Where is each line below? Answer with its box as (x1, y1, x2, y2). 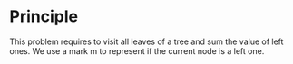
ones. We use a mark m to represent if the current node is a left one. (9, 45, 265, 56)
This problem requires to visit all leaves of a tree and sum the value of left (9, 36, 284, 47)
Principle (9, 6, 79, 27)
